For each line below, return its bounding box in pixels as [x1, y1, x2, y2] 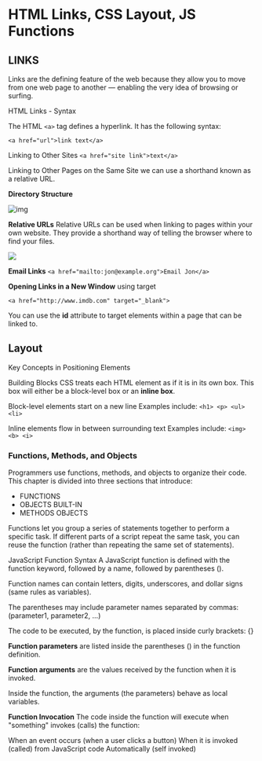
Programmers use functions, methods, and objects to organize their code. [8, 468, 247, 477]
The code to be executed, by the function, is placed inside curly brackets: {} [8, 627, 254, 636]
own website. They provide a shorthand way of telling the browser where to [8, 228, 253, 237]
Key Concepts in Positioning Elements [8, 362, 131, 372]
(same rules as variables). [8, 587, 92, 597]
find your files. [8, 237, 55, 245]
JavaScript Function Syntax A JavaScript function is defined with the [8, 556, 231, 565]
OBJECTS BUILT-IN [19, 500, 82, 509]
